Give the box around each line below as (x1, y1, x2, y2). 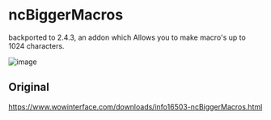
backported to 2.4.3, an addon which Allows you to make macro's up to (8, 32, 247, 42)
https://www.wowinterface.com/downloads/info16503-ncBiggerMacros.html (8, 101, 263, 111)
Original (8, 80, 50, 94)
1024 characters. (8, 41, 65, 50)
